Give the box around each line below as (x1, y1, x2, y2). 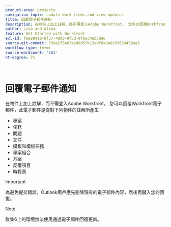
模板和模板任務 (12, 143, 44, 149)
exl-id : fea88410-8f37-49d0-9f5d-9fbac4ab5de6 (5, 36, 106, 41)
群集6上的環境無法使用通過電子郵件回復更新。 (5, 216, 102, 222)
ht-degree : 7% (5, 54, 36, 60)
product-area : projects (5, 7, 56, 13)
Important (5, 179, 26, 185)
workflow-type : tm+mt (5, 45, 51, 50)
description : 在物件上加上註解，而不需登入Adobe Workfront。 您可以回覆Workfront (5, 21, 168, 27)
